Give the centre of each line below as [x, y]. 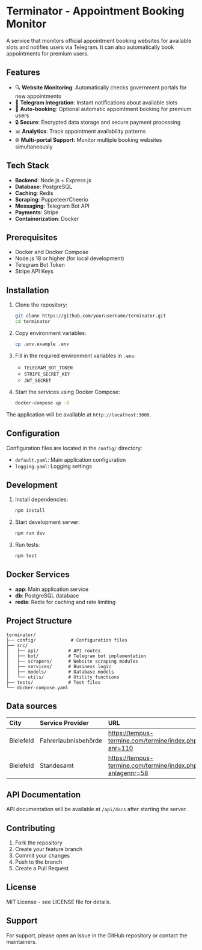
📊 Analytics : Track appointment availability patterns [80, 131]
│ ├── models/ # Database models [60, 672]
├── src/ [17, 645]
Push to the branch [38, 862]
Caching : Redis [34, 193]
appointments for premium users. [47, 53]
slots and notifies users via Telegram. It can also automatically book [90, 47]
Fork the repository [39, 843]
